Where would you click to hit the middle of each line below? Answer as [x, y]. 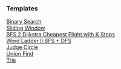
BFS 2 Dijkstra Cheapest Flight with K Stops [60, 34]
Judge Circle [22, 47]
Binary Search [24, 22]
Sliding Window [26, 28]
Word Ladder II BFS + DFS [39, 41]
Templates [22, 8]
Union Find [20, 54]
